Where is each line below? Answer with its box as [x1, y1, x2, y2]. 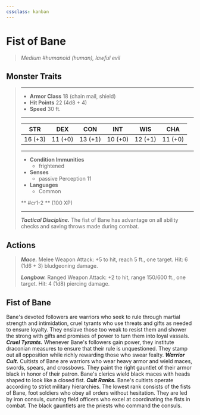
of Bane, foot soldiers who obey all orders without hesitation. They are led [6, 389, 187, 397]
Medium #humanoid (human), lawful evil [20, 54, 121, 61]
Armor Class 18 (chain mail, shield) [29, 93, 116, 100]
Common [38, 188, 61, 195]
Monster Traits [6, 71, 62, 81]
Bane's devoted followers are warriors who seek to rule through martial [6, 314, 180, 320]
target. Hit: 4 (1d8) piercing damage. [20, 280, 110, 287]
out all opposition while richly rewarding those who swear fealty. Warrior [6, 351, 185, 358]
